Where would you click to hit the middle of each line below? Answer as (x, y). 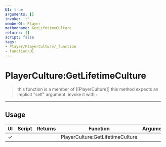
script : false (20, 38)
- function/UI (20, 51)
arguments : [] (20, 14)
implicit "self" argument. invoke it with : (58, 95)
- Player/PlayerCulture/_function (41, 47)
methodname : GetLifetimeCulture (38, 28)
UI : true (14, 10)
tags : (11, 42)
